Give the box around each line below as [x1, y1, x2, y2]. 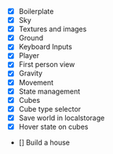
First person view [18, 60, 75, 69]
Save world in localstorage [18, 113, 105, 123]
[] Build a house [18, 137, 70, 147]
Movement [18, 78, 54, 87]
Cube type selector [18, 104, 82, 113]
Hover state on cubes [18, 122, 89, 131]
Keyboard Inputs [18, 42, 72, 52]
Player [18, 51, 40, 60]
